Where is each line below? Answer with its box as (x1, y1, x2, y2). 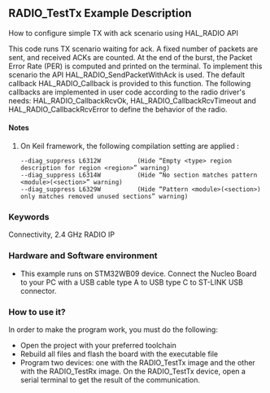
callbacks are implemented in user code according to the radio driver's (8, 87, 246, 97)
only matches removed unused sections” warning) (20, 193, 189, 201)
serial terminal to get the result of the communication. (20, 374, 201, 385)
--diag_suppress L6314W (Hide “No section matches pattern (20, 171, 258, 180)
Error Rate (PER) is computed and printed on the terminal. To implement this (8, 61, 263, 71)
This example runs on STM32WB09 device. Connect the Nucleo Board (20, 269, 257, 278)
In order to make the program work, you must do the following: (8, 325, 218, 334)
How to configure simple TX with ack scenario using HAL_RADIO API (8, 28, 238, 37)
